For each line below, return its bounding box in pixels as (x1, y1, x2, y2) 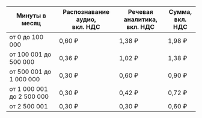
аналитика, (123, 15, 158, 23)
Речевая (127, 8, 153, 16)
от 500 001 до (9, 67, 52, 76)
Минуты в (16, 11, 46, 20)
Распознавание (63, 8, 110, 16)
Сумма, (168, 8, 192, 16)
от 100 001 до (9, 51, 52, 58)
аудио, (76, 15, 96, 23)
